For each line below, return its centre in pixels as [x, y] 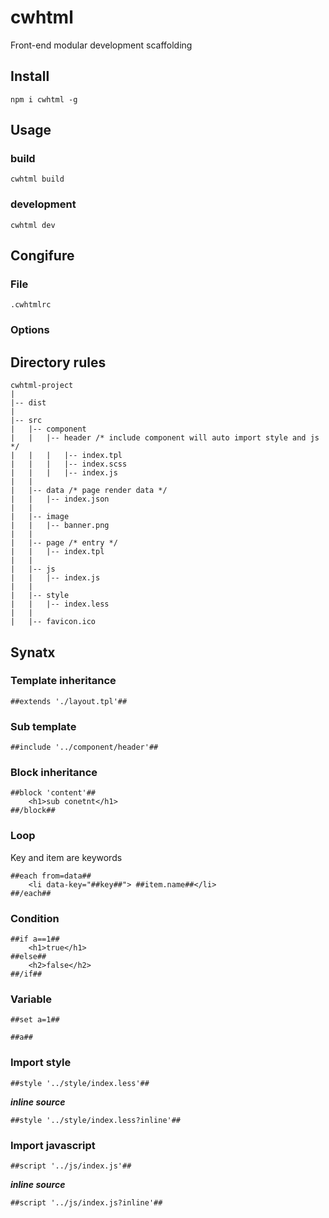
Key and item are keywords [66, 857]
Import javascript [53, 1145]
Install [30, 76]
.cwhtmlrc [31, 305]
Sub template [43, 726]
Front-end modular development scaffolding [101, 45]
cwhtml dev [33, 225]
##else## [28, 957]
